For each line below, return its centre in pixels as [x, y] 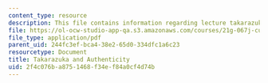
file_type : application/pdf [55, 38]
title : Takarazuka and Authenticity [69, 60]
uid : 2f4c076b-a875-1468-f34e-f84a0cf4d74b [82, 67]
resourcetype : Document [48, 52]
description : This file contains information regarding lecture [117, 23]
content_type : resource [48, 15]
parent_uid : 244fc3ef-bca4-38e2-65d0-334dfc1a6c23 [94, 45]
